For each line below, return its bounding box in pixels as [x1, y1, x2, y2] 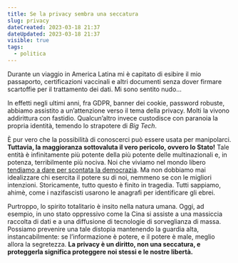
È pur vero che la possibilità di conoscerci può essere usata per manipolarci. [7, 135, 232, 143]
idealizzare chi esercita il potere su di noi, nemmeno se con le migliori [7, 172, 212, 182]
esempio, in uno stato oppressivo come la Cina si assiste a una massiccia [7, 210, 223, 218]
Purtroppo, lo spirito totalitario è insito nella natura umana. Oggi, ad [7, 202, 205, 210]
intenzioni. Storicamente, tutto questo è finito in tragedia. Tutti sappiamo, [7, 180, 222, 189]
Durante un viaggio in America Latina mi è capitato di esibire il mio [7, 69, 202, 78]
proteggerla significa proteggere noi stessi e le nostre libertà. [7, 247, 194, 256]
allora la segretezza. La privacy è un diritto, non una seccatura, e [7, 239, 201, 248]
